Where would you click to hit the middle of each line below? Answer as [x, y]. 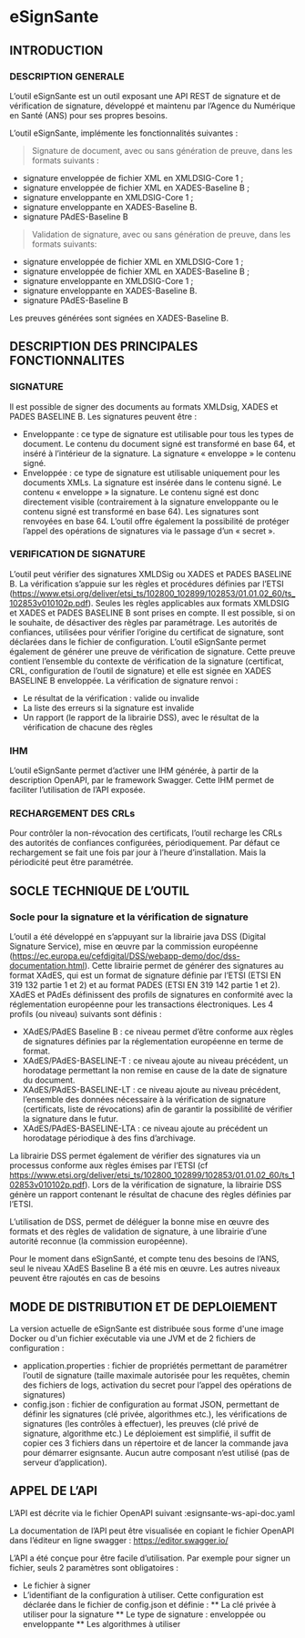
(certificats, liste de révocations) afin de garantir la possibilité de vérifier [158, 1109]
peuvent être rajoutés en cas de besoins [85, 1278]
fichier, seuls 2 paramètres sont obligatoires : [94, 1567]
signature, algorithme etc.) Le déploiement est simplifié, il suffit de [147, 1433]
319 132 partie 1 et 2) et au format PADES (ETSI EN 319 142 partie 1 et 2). [145, 985]
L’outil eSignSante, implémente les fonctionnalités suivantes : [124, 133]
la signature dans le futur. [70, 1119]
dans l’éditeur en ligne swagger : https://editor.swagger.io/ [119, 1540]
